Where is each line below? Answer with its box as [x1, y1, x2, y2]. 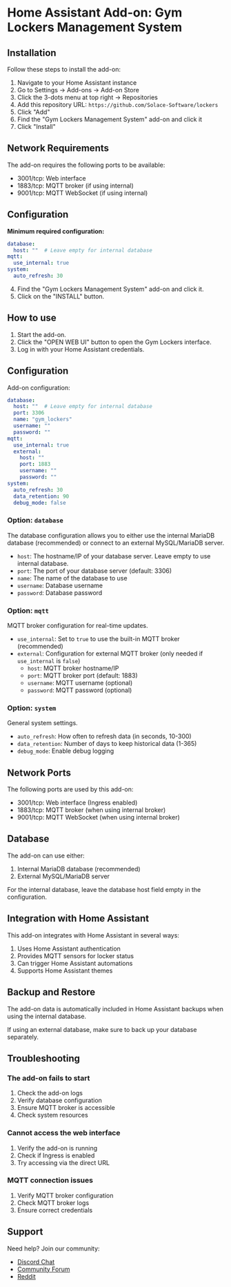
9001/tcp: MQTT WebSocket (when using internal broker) [17, 813, 181, 822]
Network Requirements [7, 143, 109, 154]
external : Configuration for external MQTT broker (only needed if [17, 649, 203, 658]
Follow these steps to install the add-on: [7, 65, 121, 73]
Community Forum [17, 1265, 70, 1273]
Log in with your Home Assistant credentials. [17, 345, 145, 353]
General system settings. [7, 719, 78, 727]
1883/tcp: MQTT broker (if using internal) [17, 181, 134, 190]
